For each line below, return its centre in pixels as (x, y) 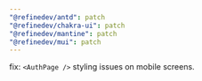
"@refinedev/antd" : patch (57, 17)
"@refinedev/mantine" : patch (63, 33)
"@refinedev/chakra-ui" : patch (67, 26)
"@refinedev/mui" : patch (55, 42)
